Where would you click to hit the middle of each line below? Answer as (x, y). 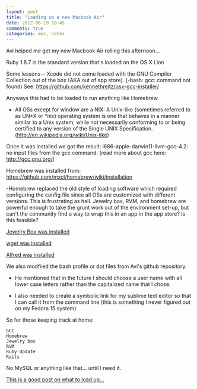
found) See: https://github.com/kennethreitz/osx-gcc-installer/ (82, 86)
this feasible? (22, 220)
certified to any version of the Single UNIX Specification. (84, 129)
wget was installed (29, 243)
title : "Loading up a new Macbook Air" (55, 17)
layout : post (22, 12)
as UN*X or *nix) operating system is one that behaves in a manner (97, 116)
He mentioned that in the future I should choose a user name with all (98, 278)
